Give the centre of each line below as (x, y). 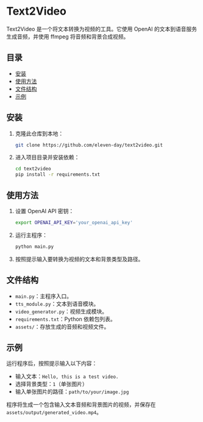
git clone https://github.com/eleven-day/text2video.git (89, 145)
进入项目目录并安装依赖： (47, 158)
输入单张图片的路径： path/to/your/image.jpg (72, 391)
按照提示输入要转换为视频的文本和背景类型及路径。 (79, 259)
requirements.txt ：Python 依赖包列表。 (65, 319)
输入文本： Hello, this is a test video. (67, 376)
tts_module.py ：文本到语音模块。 (57, 304)
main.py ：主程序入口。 (43, 296)
